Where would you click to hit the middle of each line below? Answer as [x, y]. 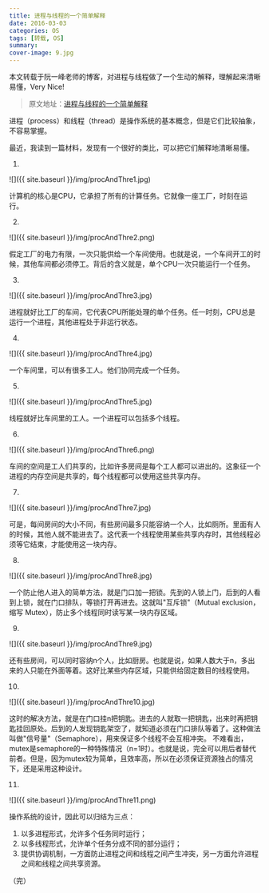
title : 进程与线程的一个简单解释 [57, 16]
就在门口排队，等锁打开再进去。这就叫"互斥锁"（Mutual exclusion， [148, 602]
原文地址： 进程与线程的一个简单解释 [88, 104]
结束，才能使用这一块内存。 [75, 544]
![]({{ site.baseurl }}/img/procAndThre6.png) [82, 450]
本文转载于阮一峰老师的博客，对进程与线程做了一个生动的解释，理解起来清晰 [135, 76]
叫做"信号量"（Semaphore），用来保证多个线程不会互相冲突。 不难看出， [129, 738]
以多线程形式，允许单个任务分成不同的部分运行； [101, 843]
